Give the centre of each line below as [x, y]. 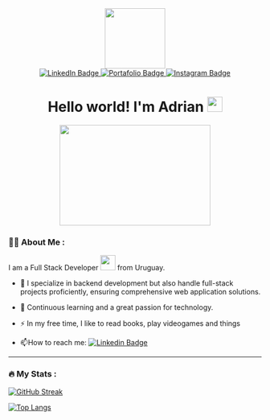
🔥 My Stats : [33, 374]
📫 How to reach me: [53, 343]
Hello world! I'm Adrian [126, 107]
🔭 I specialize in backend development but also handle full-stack [127, 283]
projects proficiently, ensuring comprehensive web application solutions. [140, 292]
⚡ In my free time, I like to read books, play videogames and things [130, 323]
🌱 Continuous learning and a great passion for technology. [117, 307]
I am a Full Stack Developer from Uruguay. [87, 268]
